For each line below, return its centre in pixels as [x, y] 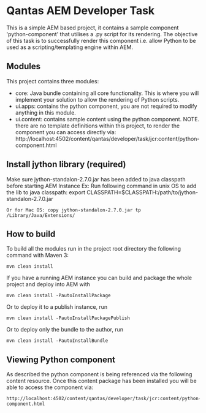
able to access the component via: [50, 387]
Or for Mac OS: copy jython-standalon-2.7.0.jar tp [74, 210]
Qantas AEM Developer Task [81, 11]
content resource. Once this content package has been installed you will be [102, 381]
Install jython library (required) [67, 165]
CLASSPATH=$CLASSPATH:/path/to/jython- [142, 192]
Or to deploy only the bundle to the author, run [65, 330]
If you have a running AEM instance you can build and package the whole [99, 278]
